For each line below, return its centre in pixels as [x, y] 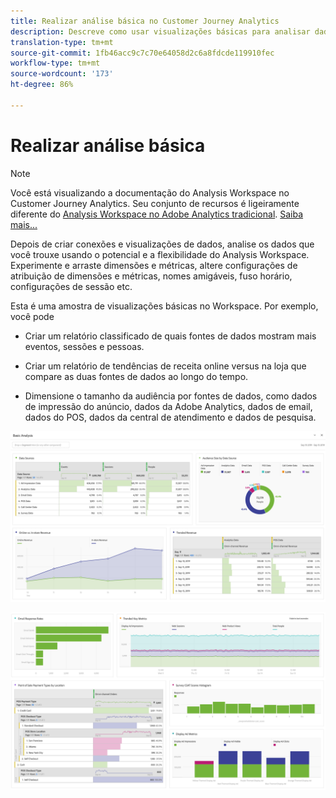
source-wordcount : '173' [62, 74]
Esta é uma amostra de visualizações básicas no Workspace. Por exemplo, [164, 306]
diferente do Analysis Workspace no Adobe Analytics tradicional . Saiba [157, 214]
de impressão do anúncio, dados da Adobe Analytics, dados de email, [168, 406]
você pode [32, 316]
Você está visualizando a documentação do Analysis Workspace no [150, 192]
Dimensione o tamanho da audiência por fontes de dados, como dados [171, 396]
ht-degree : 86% [42, 85]
